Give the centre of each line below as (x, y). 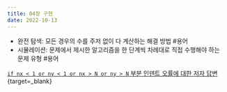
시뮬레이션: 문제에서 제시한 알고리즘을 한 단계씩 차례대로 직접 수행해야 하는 (119, 49)
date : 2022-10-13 (32, 20)
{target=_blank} (30, 81)
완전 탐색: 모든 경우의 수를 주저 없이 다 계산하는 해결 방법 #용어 (102, 41)
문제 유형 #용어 (38, 58)
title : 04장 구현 (30, 14)
